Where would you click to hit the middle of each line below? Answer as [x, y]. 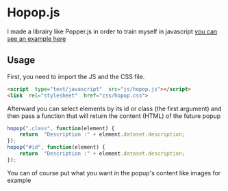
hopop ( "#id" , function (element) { [56, 147]
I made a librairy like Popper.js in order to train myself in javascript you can [112, 31]
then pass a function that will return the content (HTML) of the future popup [114, 116]
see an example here [37, 38]
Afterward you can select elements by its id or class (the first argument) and [114, 108]
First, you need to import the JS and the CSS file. [76, 76]
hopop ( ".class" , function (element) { [61, 128]
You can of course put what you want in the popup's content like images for [114, 173]
